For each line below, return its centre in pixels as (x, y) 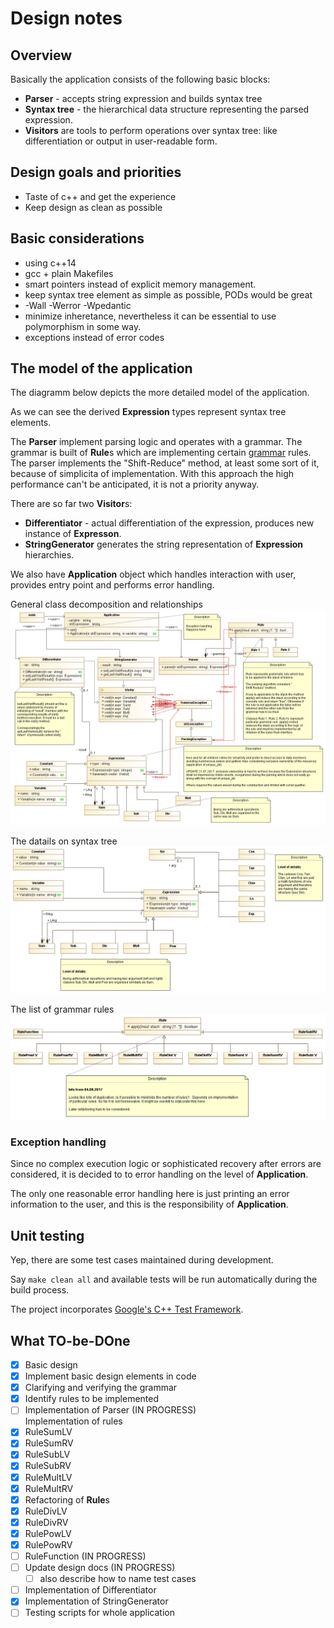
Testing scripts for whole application (99, 1613)
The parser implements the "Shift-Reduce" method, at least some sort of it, (165, 463)
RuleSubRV (48, 1466)
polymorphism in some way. (83, 326)
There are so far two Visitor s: (71, 504)
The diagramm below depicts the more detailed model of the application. (160, 393)
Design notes (66, 18)
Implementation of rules (73, 1421)
